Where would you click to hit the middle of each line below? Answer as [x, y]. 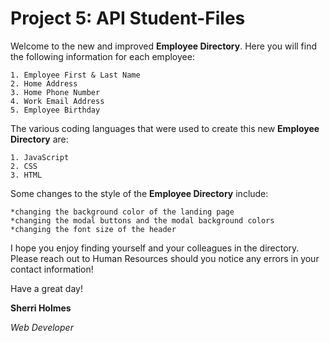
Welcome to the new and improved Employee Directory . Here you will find [164, 46]
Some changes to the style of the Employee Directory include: [139, 193]
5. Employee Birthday [55, 110]
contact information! [52, 269]
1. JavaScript [40, 157]
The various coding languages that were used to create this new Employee [165, 128]
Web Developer [42, 327]
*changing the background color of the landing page [122, 212]
